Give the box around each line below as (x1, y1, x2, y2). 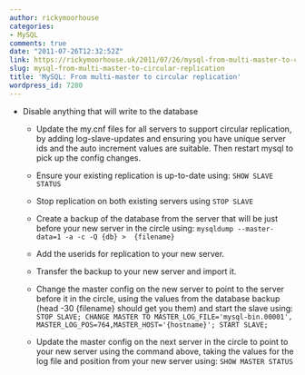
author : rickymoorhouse (9, 13, 100, 23)
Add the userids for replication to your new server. (35, 248, 225, 259)
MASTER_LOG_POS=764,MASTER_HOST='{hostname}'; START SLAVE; (35, 320, 269, 330)
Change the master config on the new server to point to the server (35, 283, 284, 294)
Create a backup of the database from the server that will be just (35, 212, 279, 223)
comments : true (9, 38, 67, 48)
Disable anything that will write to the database (22, 105, 199, 116)
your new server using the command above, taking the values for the (35, 346, 294, 357)
